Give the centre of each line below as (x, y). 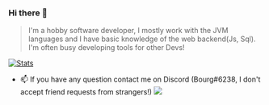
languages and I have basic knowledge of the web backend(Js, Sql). (142, 39)
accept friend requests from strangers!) (86, 92)
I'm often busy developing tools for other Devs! (106, 48)
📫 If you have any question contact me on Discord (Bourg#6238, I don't (140, 79)
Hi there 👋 (28, 13)
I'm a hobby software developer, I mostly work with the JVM (128, 31)
